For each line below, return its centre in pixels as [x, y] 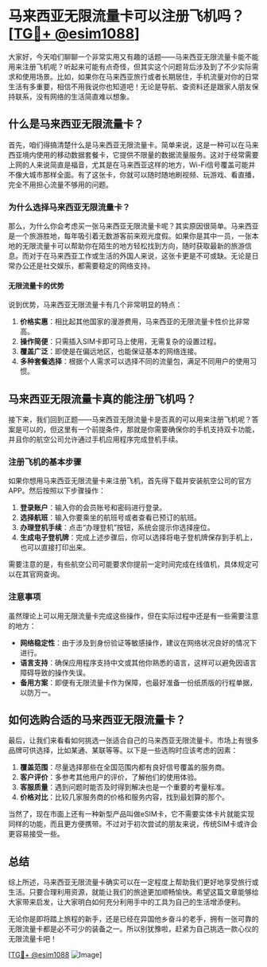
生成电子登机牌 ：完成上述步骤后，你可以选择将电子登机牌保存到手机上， [138, 537]
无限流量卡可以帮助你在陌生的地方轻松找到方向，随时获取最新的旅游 [133, 246]
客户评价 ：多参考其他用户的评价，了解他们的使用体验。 [110, 778]
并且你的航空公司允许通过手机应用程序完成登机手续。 [95, 439]
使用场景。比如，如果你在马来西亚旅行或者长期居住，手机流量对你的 [133, 76]
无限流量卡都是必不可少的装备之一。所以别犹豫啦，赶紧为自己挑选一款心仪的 [133, 929]
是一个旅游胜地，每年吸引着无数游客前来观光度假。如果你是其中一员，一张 [130, 236]
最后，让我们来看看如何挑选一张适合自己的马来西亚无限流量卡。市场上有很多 [133, 740]
